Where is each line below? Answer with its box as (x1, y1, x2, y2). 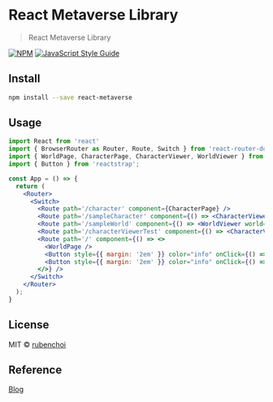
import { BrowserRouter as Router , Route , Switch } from (8, 145, 206, 153)
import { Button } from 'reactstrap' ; (8, 160, 140, 168)
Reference (8, 363, 63, 377)
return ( (15, 182, 45, 190)
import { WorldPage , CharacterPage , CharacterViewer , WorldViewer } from (8, 153, 264, 161)
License (8, 318, 50, 332)
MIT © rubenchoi (8, 339, 67, 349)
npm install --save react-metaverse (8, 93, 132, 102)
